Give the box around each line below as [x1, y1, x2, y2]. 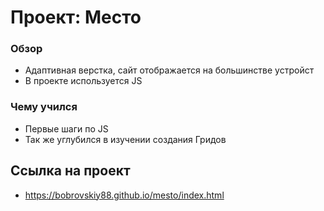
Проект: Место [10, 6, 142, 29]
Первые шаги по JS [24, 122, 109, 135]
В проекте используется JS [24, 75, 143, 87]
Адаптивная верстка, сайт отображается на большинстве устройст [24, 64, 315, 76]
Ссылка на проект [10, 162, 131, 180]
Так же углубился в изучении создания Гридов [24, 133, 227, 145]
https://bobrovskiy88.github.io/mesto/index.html [24, 189, 225, 201]
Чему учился [10, 100, 78, 114]
